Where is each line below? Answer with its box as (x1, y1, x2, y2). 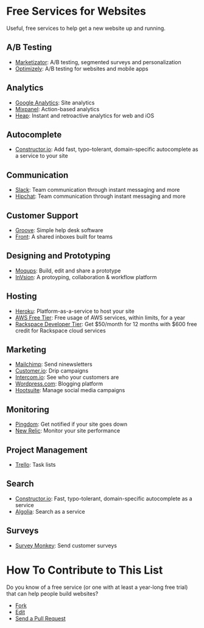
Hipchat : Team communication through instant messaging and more (15, 192, 186, 200)
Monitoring (6, 404, 50, 415)
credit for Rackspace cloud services (15, 327, 106, 334)
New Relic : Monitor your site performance (15, 427, 121, 434)
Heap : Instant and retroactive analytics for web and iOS (15, 112, 154, 119)
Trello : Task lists (15, 461, 56, 469)
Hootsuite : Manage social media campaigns (15, 387, 125, 394)
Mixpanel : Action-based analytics (15, 105, 100, 112)
